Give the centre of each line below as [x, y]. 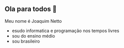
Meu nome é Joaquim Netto [33, 21]
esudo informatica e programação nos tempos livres [65, 31]
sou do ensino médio [33, 36]
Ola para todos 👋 [31, 9]
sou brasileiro [26, 41]
